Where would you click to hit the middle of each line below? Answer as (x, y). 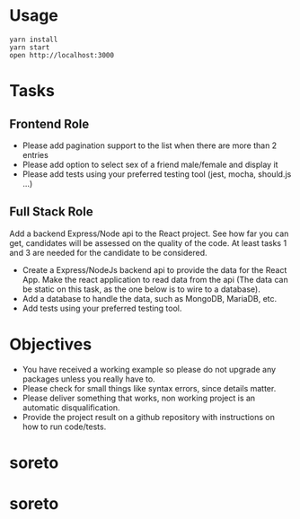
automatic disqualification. (71, 407)
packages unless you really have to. (88, 379)
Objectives (51, 344)
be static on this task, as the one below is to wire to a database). (141, 289)
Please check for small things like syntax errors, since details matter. (149, 388)
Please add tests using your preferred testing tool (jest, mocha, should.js (157, 174)
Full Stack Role (51, 212)
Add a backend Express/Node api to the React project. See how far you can (149, 233)
